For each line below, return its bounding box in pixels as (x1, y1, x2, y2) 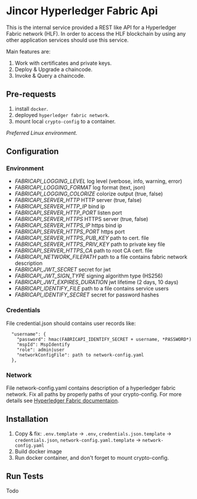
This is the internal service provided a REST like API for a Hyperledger (6, 24, 177, 31)
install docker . (14, 105, 49, 112)
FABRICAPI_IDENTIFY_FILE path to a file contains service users (14, 285, 169, 292)
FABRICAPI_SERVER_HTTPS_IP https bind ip (14, 222, 122, 229)
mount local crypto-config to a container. (14, 118, 116, 125)
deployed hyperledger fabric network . (14, 111, 110, 118)
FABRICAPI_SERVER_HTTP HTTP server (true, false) (14, 197, 142, 204)
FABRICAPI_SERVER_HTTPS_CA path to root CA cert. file (14, 247, 153, 254)
